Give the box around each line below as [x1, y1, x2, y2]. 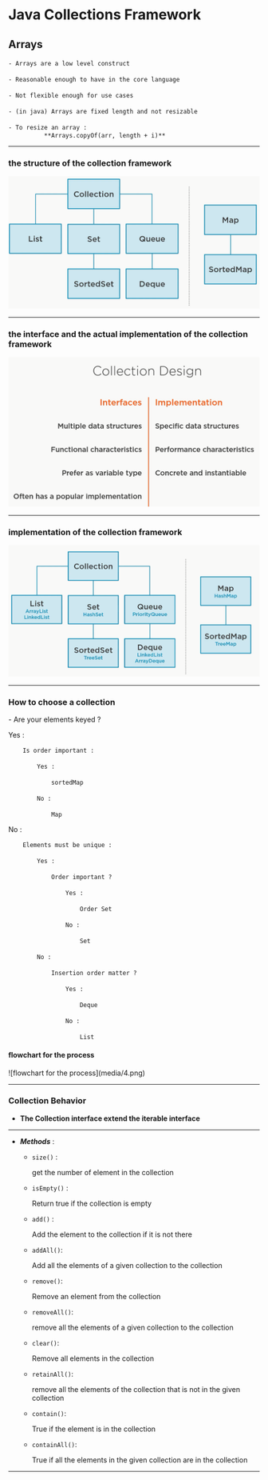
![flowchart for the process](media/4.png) [8, 1068, 146, 1078]
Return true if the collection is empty [31, 1198, 152, 1208]
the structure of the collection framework [8, 158, 172, 169]
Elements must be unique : [22, 842, 112, 850]
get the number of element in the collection [31, 1167, 174, 1177]
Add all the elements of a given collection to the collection [31, 1260, 223, 1270]
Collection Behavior [8, 1095, 86, 1106]
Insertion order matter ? [50, 970, 137, 978]
